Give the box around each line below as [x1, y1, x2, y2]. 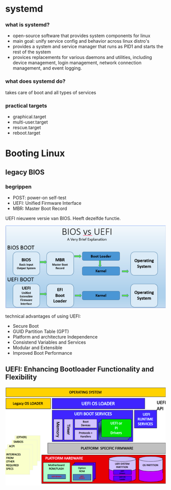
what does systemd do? [5, 78, 66, 85]
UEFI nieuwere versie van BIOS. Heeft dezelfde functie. [5, 215, 121, 221]
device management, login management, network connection [12, 59, 141, 66]
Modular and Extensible [12, 345, 63, 351]
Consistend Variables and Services [12, 339, 87, 346]
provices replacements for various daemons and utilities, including [12, 54, 152, 60]
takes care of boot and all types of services [5, 89, 97, 96]
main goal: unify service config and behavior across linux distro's [12, 38, 150, 44]
